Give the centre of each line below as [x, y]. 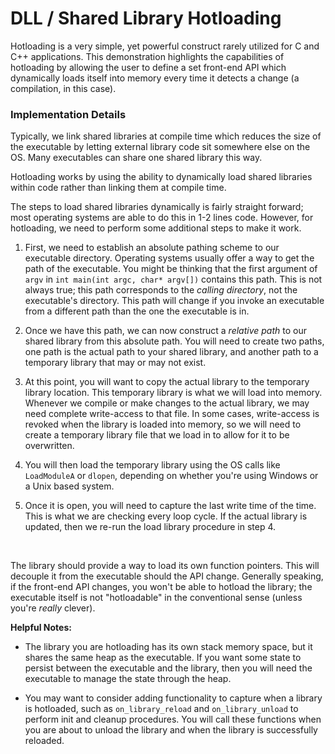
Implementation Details [68, 114]
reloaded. [44, 741]
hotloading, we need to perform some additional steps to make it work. [156, 228]
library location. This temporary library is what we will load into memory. [173, 393]
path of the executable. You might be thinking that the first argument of [171, 269]
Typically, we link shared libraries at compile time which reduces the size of [166, 136]
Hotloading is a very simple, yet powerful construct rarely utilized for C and [165, 46]
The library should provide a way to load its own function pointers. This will [165, 566]
